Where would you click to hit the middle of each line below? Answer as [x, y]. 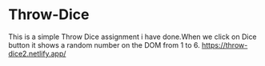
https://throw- [225, 45]
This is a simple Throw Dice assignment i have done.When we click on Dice [133, 37]
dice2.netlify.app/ [37, 53]
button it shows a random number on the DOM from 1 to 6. [104, 45]
